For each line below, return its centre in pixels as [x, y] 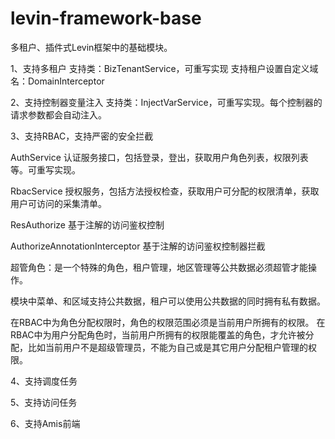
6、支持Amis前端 [45, 423]
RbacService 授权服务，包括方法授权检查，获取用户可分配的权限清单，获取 [165, 191]
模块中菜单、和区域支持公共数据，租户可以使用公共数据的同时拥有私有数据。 [168, 301]
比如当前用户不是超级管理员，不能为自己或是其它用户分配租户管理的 [167, 347]
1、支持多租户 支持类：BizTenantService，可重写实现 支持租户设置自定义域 [164, 68]
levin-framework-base [106, 18]
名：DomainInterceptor [57, 81]
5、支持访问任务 [44, 402]
